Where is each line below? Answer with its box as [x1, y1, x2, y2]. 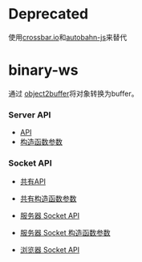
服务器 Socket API [19, 211, 80, 221]
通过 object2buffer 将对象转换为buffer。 [8, 88, 139, 98]
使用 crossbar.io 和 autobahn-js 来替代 [8, 32, 128, 42]
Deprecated [8, 5, 89, 23]
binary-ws [8, 61, 79, 80]
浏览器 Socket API [19, 245, 80, 255]
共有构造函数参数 [19, 194, 77, 203]
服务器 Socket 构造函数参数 [19, 228, 111, 238]
